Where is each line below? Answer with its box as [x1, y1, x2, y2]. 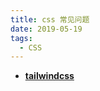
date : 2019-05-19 [10, 24, 83, 34]
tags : [10, 33, 33, 43]
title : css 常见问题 [10, 14, 90, 25]
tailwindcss [24, 70, 75, 82]
